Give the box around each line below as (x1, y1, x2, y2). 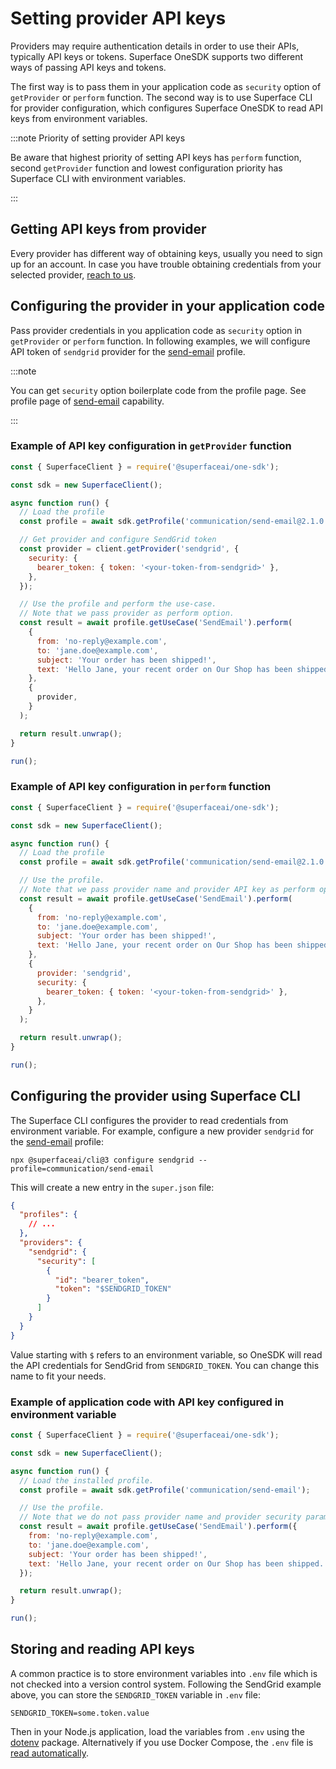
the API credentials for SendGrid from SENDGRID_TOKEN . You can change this (10, 1359, 320, 1371)
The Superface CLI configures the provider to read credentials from (10, 1114, 289, 1126)
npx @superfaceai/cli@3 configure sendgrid (10, 1155, 195, 1165)
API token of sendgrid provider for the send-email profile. (10, 345, 246, 357)
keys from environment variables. (10, 112, 148, 124)
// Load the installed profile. (19, 1475, 155, 1486)
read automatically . (10, 1747, 89, 1759)
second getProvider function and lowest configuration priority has (10, 162, 283, 174)
